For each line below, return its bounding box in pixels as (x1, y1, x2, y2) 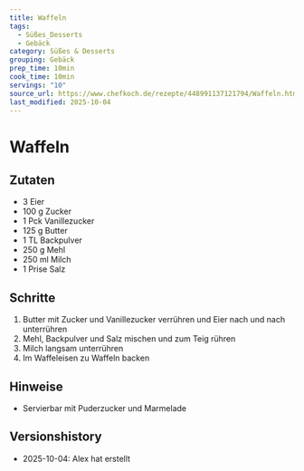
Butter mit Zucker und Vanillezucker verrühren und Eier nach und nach (22, 314, 286, 325)
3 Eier (22, 197, 45, 207)
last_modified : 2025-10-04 (9, 97, 111, 107)
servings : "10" (9, 81, 67, 90)
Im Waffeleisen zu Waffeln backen (22, 352, 150, 363)
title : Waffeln (9, 13, 67, 23)
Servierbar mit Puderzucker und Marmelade (22, 403, 187, 413)
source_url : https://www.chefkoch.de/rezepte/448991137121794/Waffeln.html (9, 89, 301, 98)
